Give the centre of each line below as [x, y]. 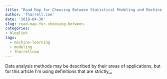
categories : [17, 28]
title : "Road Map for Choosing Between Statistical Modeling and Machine [84, 10]
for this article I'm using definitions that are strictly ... [59, 71]
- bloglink [16, 33]
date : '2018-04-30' [25, 19]
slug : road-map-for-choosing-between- [45, 24]
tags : [11, 38]
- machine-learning [30, 42]
